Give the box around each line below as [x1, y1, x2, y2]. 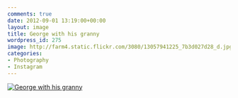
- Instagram [7, 63, 42, 70]
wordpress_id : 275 [7, 37, 62, 44]
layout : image [7, 23, 50, 31]
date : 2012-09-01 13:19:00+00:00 [7, 17, 106, 24]
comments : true [7, 10, 52, 18]
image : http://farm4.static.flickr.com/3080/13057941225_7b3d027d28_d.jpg [7, 43, 233, 50]
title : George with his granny [7, 30, 100, 38]
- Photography [7, 57, 50, 64]
